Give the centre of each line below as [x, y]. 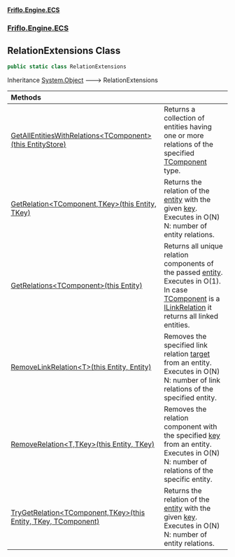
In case [176, 290]
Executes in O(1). [193, 281]
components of [189, 264]
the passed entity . [193, 272]
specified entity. [190, 398]
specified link [186, 345]
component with [191, 427]
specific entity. [188, 479]
